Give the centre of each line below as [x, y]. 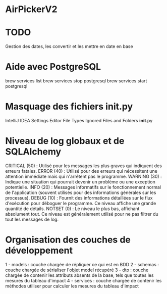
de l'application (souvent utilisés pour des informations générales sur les [81, 192]
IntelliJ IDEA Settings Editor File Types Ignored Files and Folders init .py [79, 120]
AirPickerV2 [31, 9]
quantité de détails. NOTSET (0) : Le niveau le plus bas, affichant [72, 209]
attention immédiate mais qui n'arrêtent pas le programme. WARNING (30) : [84, 176]
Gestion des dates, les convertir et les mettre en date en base [69, 46]
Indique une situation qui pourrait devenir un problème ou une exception [80, 182]
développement [39, 251]
